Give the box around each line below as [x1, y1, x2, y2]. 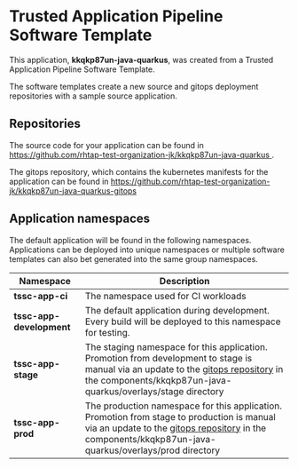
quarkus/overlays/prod [84, 444, 180, 456]
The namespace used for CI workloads [84, 290, 247, 302]
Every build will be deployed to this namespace [84, 315, 281, 328]
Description [159, 274, 210, 287]
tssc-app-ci [13, 290, 68, 302]
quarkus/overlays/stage [84, 385, 184, 397]
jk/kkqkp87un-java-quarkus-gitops [9, 185, 137, 196]
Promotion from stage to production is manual [84, 410, 277, 423]
